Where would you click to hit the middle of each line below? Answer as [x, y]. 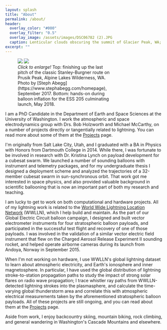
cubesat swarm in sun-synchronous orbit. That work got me [85, 176]
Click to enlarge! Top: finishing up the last [60, 67]
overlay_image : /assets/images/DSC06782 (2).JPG [61, 38]
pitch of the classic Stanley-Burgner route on [64, 72]
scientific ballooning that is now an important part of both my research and [82, 187]
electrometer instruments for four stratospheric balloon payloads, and [77, 223]
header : [13, 24]
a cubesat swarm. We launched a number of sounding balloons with [75, 161]
